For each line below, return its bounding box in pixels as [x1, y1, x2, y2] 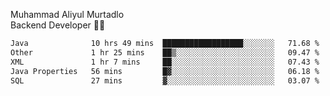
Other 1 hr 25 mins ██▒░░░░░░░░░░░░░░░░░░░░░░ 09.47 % [10, 47, 320, 58]
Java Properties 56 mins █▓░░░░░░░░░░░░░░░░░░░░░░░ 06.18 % [10, 66, 320, 76]
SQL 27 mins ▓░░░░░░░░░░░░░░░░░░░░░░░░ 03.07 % [10, 75, 320, 86]
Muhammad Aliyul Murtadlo [10, 9, 125, 20]
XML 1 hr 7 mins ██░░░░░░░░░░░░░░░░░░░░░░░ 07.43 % [10, 57, 320, 67]
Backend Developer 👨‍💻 [10, 19, 106, 31]
